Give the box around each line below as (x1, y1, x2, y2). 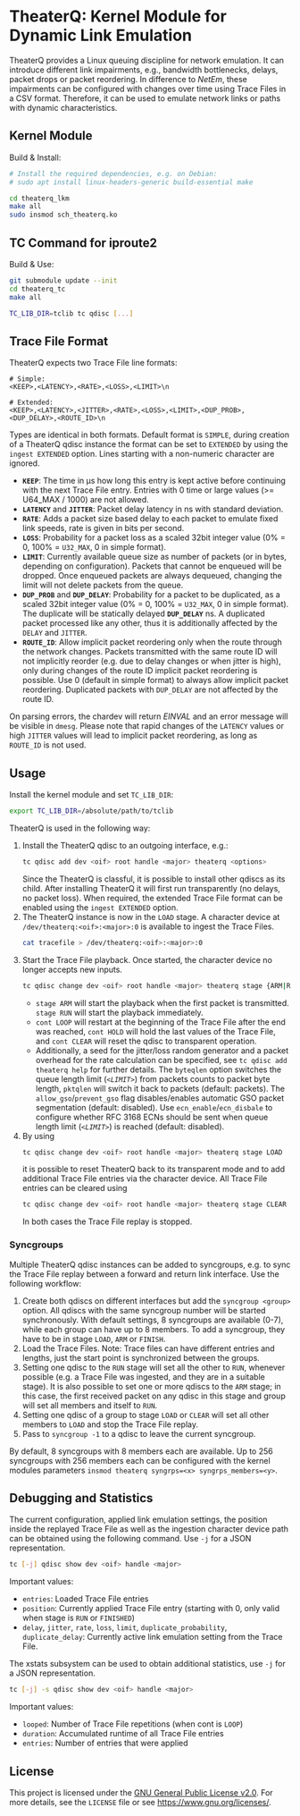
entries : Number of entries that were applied (21, 1737, 189, 1749)
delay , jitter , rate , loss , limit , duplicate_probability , (21, 1622, 228, 1633)
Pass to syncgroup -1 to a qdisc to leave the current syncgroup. (21, 1428, 256, 1439)
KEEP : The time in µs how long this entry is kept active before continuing (21, 476, 286, 486)
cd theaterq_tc (9, 284, 66, 293)
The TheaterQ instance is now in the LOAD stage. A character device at (21, 911, 280, 922)
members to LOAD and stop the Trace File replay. (21, 1419, 199, 1430)
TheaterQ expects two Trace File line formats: (9, 358, 178, 368)
